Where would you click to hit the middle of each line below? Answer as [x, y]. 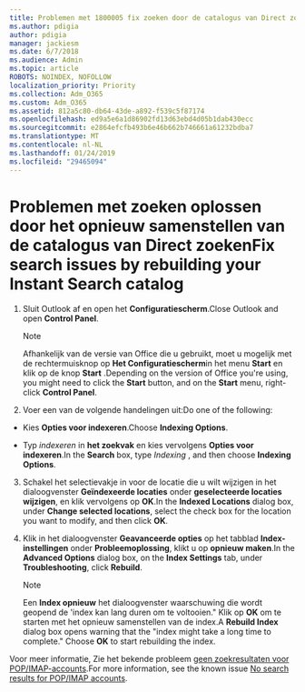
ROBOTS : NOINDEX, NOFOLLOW [60, 77]
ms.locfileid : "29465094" [58, 161]
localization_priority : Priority [73, 85]
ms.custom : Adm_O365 [49, 102]
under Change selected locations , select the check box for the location [157, 511]
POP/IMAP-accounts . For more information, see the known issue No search [149, 668]
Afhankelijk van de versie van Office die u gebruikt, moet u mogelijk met [157, 354]
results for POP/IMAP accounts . [69, 678]
